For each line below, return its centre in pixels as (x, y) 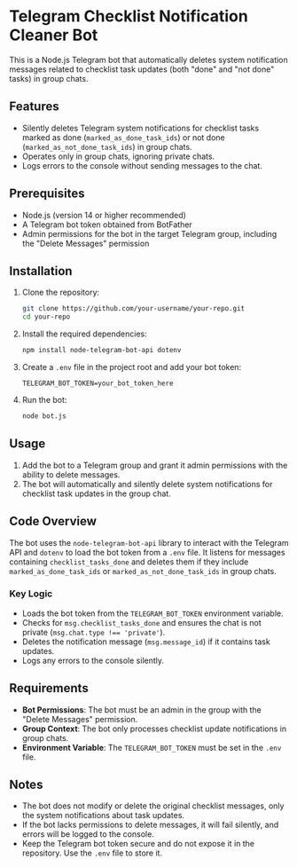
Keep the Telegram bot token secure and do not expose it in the (138, 844)
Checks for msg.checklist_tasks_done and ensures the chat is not (141, 622)
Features (34, 107)
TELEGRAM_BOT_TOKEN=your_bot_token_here (98, 383)
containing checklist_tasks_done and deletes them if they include (129, 562)
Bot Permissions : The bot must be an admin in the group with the (141, 709)
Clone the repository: (61, 292)
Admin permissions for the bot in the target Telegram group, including (149, 233)
